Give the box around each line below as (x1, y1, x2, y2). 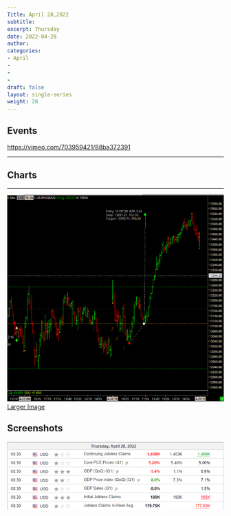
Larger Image (7, 402, 45, 411)
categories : (7, 48, 41, 54)
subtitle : (7, 18, 36, 25)
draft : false (7, 83, 45, 91)
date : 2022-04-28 (7, 33, 57, 40)
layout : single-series (7, 91, 72, 98)
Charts (7, 169, 38, 181)
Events (7, 125, 38, 136)
